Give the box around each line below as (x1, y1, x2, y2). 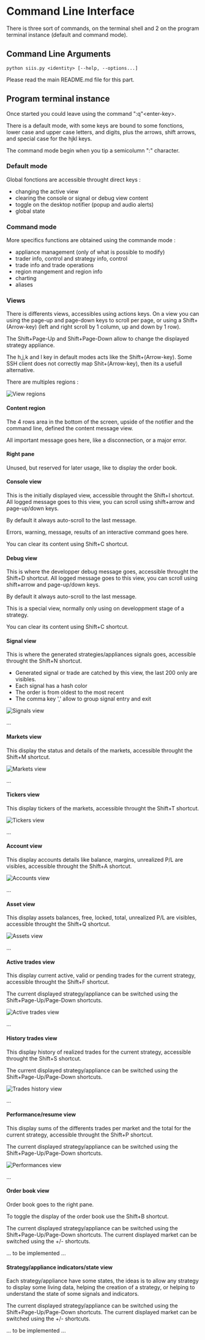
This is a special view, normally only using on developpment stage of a (6, 605, 185, 612)
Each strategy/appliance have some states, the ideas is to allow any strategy (6, 1277, 199, 1285)
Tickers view (6, 791, 40, 798)
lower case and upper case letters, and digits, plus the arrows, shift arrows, (6, 128, 196, 135)
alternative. (6, 367, 35, 374)
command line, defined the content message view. (6, 424, 133, 432)
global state (15, 207, 45, 215)
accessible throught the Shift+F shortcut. (6, 978, 110, 986)
